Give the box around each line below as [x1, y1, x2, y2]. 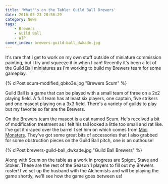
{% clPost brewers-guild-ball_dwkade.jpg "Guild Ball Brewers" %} [5, 147, 142, 153]
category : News [5, 17, 37, 22]
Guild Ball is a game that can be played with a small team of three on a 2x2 [5, 89, 160, 96]
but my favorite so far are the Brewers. [5, 106, 86, 112]
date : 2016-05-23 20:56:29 [5, 12, 62, 17]
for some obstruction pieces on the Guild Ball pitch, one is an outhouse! [5, 137, 154, 143]
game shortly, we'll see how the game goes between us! [5, 173, 123, 179]
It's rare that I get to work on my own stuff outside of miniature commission [5, 54, 161, 60]
